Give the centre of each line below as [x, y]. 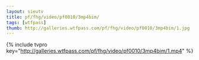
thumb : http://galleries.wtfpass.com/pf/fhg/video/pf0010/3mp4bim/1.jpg [98, 28]
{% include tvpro [27, 45]
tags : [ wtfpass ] [26, 22]
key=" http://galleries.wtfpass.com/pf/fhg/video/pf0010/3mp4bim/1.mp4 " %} [100, 51]
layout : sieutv [25, 11]
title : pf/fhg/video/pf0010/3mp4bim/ [53, 17]
